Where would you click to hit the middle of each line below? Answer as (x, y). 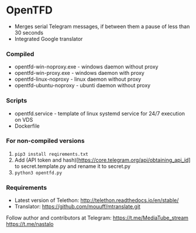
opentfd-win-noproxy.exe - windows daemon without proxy (86, 67)
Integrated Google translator (49, 39)
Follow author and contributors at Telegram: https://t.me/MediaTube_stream (97, 218)
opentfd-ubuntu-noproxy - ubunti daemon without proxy (82, 85)
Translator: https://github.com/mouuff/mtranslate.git (77, 207)
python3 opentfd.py (38, 173)
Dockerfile (27, 126)
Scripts (17, 101)
